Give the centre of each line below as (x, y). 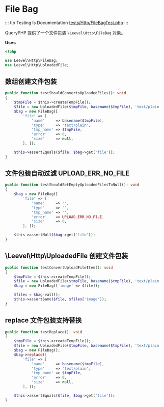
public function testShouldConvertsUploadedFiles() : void (66, 93)
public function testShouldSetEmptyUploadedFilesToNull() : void (72, 185)
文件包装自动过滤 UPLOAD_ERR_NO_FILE (68, 174)
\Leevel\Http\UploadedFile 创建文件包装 (67, 256)
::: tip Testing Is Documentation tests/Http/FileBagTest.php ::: (67, 23)
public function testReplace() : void (44, 332)
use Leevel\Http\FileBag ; (31, 60)
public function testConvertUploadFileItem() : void (59, 268)
